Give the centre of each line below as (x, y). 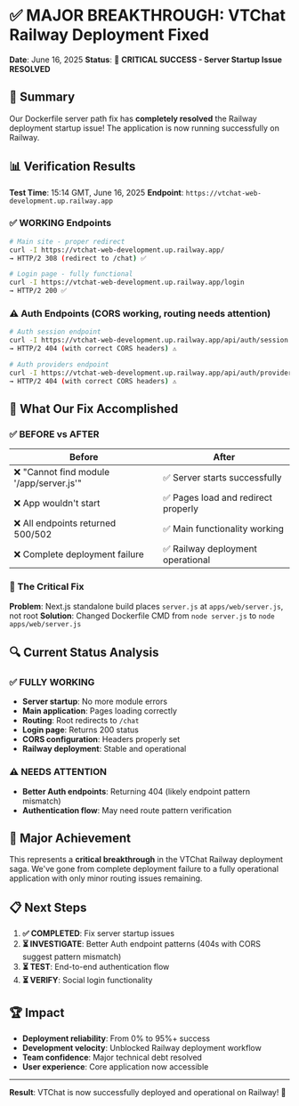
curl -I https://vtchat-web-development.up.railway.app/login (127, 283)
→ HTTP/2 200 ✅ (38, 291)
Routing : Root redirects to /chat (81, 721)
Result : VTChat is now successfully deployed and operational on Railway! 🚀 (148, 1093)
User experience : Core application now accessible (115, 1067)
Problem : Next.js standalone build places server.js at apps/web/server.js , (146, 606)
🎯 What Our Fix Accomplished (94, 409)
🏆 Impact (37, 1012)
